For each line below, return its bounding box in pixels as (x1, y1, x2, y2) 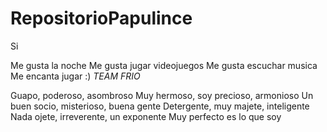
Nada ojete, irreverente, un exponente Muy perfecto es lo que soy (10, 110, 282, 122)
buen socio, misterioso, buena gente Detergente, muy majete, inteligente (10, 100, 310, 112)
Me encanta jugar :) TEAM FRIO (10, 70, 141, 82)
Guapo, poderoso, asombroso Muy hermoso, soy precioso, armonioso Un (10, 89, 314, 101)
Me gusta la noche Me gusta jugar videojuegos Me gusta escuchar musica (10, 59, 318, 71)
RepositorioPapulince (10, 7, 193, 30)
